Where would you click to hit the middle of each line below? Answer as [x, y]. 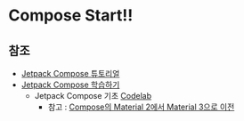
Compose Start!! [71, 16]
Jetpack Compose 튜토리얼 [70, 73]
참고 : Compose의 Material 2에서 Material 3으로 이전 [141, 107]
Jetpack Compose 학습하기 [70, 85]
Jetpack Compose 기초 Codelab [93, 96]
